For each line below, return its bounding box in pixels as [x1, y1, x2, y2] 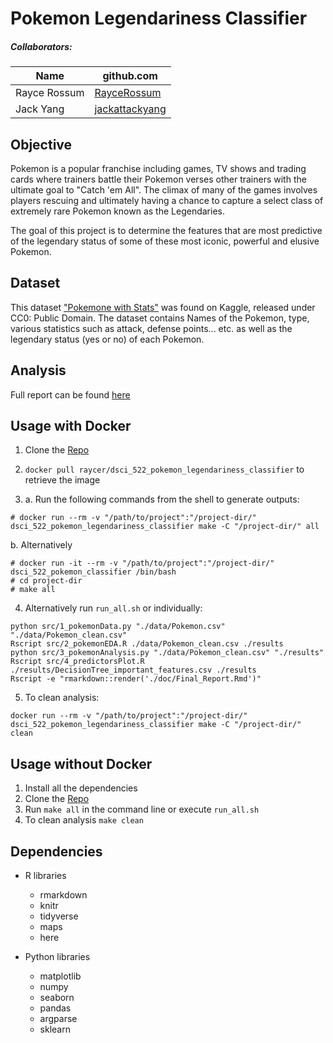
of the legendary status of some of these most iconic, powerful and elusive [10, 235, 320, 247]
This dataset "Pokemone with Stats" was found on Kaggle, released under [10, 301, 316, 313]
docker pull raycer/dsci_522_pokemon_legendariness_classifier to [24, 463, 305, 476]
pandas [39, 1002, 72, 1014]
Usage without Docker [10, 755, 153, 772]
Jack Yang [15, 102, 65, 116]
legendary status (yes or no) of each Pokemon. [10, 333, 205, 345]
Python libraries [24, 951, 91, 963]
